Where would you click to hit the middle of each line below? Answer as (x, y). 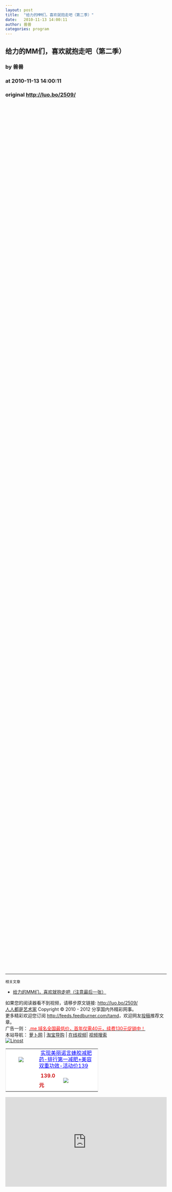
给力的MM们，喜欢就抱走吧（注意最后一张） (59, 992)
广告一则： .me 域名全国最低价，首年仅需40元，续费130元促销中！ (76, 1028)
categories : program (27, 29)
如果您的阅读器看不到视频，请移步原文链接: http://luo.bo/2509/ (72, 1002)
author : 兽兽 (18, 24)
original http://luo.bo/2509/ (40, 95)
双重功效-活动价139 (64, 1065)
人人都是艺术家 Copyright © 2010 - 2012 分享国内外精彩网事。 (71, 1009)
